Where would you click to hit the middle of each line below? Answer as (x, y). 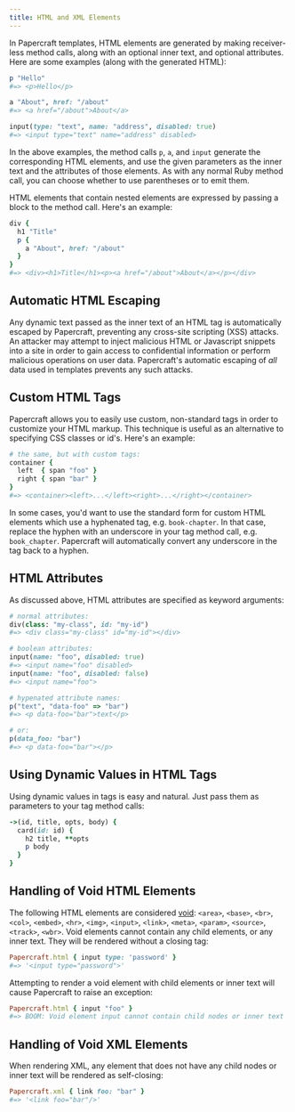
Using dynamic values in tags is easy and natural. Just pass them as (134, 796)
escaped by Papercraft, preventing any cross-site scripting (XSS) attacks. (144, 331)
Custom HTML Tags (65, 398)
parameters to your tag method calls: (77, 806)
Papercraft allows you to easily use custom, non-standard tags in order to (144, 418)
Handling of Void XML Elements (99, 1044)
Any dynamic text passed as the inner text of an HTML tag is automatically (145, 322)
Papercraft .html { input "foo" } (71, 1008)
